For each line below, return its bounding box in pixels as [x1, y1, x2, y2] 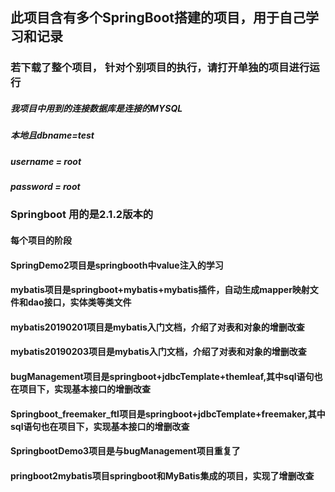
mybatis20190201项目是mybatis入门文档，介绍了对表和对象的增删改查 [10, 321, 305, 333]
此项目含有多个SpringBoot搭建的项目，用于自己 [10, 9, 307, 27]
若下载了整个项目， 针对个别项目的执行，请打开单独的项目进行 [10, 61, 310, 75]
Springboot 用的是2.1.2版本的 [10, 208, 154, 222]
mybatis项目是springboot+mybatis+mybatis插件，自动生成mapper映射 [10, 284, 310, 296]
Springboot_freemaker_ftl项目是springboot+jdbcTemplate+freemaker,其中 [10, 408, 326, 420]
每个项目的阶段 [10, 234, 72, 246]
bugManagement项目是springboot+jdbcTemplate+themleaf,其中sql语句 [10, 370, 315, 382]
